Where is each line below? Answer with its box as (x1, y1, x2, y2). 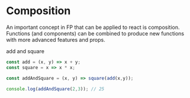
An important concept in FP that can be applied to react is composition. (6, 24, 180, 31)
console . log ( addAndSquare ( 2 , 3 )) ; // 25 (6, 86, 105, 92)
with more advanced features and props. (6, 36, 105, 43)
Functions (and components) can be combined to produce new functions (6, 30, 185, 37)
